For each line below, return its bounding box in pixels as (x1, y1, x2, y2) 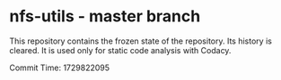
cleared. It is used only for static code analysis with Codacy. (9, 44, 232, 55)
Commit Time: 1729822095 (9, 62, 110, 73)
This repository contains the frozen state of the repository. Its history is (9, 36, 272, 46)
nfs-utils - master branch (9, 6, 201, 27)
